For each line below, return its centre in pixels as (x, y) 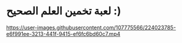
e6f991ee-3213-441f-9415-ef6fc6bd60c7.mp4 (63, 33)
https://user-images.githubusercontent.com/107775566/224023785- (91, 27)
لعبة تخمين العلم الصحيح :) (64, 11)
